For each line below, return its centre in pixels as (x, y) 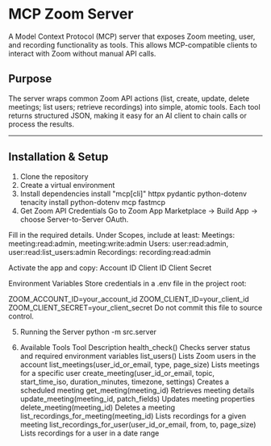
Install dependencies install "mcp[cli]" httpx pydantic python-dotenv (133, 194)
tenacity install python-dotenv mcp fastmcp (93, 202)
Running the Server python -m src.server (88, 331)
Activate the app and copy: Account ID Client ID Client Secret (110, 268)
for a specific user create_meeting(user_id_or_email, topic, (117, 373)
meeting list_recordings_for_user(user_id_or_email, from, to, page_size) (138, 424)
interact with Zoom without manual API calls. (82, 53)
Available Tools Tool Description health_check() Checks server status (135, 347)
